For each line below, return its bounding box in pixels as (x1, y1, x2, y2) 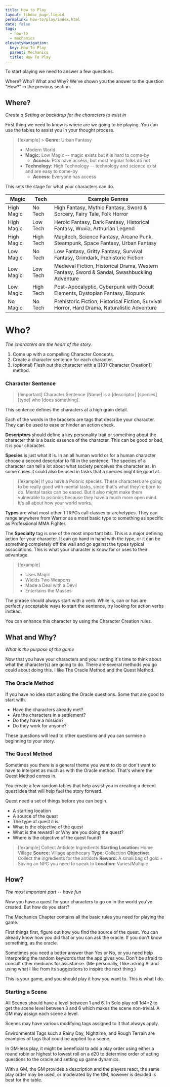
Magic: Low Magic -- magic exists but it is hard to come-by (25, 152, 149, 158)
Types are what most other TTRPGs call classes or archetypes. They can (5, 510, 158, 516)
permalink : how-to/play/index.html (5, 17, 80, 22)
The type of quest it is (12, 818, 59, 824)
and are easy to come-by (25, 168, 78, 174)
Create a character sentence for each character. (12, 357, 113, 363)
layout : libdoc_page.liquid (5, 12, 65, 17)
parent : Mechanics (10, 50, 49, 55)
